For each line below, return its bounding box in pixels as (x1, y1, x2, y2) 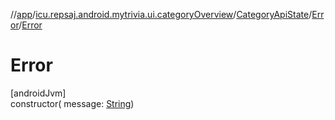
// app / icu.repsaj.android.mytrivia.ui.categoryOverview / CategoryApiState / (10, 9, 313, 20)
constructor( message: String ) (10, 97, 135, 109)
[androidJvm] (10, 87, 67, 99)
